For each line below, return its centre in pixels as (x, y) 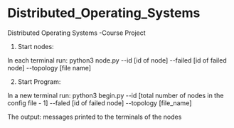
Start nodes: (36, 46)
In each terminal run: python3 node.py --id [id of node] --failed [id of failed (117, 60)
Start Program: (39, 81)
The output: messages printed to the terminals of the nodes (95, 117)
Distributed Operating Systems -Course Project (76, 33)
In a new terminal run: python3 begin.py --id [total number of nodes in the (116, 95)
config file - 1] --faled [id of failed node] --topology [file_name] (100, 103)
